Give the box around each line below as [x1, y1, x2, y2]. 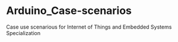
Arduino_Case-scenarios [6, 4, 132, 17]
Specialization [6, 29, 40, 36]
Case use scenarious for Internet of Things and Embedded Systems [6, 23, 172, 30]
